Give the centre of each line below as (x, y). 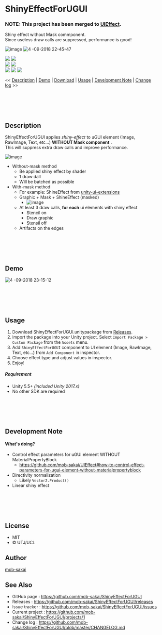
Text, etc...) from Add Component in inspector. (56, 352)
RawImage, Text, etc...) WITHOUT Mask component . (59, 142)
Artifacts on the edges (41, 228)
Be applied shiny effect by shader (53, 171)
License (17, 526)
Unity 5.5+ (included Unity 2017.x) (46, 386)
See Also (19, 585)
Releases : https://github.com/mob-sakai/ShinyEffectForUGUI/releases (82, 602)
